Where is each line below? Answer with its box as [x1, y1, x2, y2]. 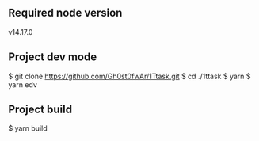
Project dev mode [8, 51, 97, 64]
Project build [8, 103, 73, 116]
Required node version [8, 6, 123, 20]
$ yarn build [8, 124, 48, 133]
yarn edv [8, 79, 38, 90]
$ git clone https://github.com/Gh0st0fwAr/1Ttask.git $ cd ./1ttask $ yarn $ [8, 71, 251, 81]
